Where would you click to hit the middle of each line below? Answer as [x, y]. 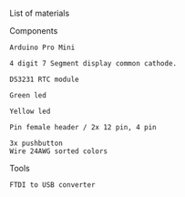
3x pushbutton [36, 143]
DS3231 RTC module [44, 79]
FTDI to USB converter [52, 185]
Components [34, 31]
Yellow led [30, 111]
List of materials [40, 13]
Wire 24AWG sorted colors [58, 151]
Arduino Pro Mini [42, 47]
